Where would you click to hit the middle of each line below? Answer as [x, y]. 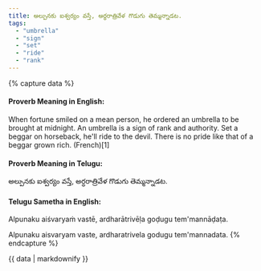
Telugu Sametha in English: [55, 201]
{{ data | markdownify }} [49, 259]
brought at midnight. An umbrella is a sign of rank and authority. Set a [123, 128]
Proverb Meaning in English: [57, 102]
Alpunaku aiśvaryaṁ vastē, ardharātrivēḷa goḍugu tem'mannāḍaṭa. [118, 219]
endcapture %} [33, 243]
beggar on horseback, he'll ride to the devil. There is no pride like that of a [131, 136]
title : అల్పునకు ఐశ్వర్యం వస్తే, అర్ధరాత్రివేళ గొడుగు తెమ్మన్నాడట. [95, 16]
